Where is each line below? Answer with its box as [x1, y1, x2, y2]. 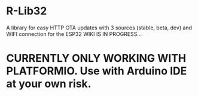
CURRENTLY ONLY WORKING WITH [6, 52, 187, 65]
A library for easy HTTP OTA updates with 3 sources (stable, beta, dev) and [6, 24, 193, 31]
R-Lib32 [6, 4, 47, 18]
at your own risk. [6, 77, 92, 91]
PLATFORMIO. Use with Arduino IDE [6, 64, 187, 78]
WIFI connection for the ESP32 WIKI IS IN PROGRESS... [6, 30, 142, 37]
